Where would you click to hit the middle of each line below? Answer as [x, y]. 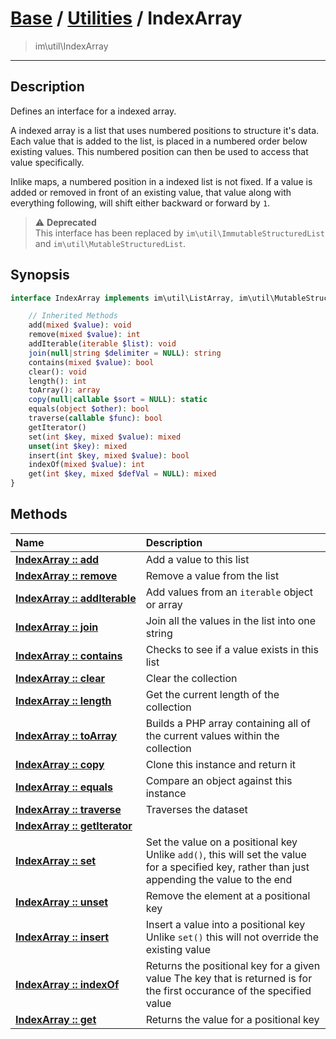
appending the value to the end [219, 879]
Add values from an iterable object [229, 592]
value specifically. [47, 162]
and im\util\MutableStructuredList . [110, 243]
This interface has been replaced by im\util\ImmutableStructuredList [179, 233]
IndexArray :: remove [66, 575]
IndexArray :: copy [60, 764]
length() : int [57, 381]
